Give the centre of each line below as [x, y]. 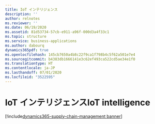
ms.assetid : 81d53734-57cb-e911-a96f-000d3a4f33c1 [57, 32]
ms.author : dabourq [25, 46]
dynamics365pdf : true [27, 50]
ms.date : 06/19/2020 [26, 28]
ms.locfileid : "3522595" [30, 77]
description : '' [21, 14]
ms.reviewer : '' [21, 23]
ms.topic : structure [26, 37]
